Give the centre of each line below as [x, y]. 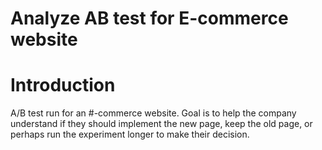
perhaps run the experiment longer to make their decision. [130, 134]
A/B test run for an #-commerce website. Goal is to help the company [153, 113]
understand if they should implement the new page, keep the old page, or [161, 124]
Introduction [63, 85]
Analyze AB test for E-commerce [149, 18]
